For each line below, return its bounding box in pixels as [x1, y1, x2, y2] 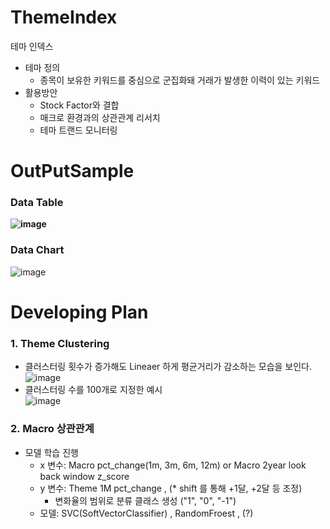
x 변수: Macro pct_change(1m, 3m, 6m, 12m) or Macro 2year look [39, 459, 307, 471]
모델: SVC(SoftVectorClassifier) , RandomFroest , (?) [39, 507, 254, 519]
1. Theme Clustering [10, 336, 110, 350]
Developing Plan [10, 301, 149, 323]
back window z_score [39, 470, 130, 482]
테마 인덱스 [10, 40, 54, 52]
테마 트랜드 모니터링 [39, 124, 118, 136]
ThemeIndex [10, 6, 118, 29]
